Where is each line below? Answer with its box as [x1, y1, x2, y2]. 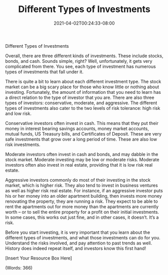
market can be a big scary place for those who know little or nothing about [5, 84, 159, 90]
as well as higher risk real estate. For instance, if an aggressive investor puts [5, 187, 163, 194]
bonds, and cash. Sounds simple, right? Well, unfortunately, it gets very [5, 58, 152, 64]
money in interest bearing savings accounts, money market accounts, [5, 125, 149, 131]
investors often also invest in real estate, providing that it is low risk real [5, 162, 153, 168]
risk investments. [5, 142, 41, 148]
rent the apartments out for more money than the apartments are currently [5, 203, 159, 209]
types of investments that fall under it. [5, 69, 84, 75]
